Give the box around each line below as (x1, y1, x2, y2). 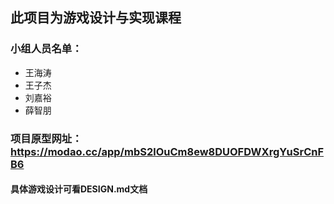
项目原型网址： (10, 131, 83, 145)
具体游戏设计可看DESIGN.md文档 (10, 183, 148, 195)
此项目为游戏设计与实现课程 (10, 9, 182, 27)
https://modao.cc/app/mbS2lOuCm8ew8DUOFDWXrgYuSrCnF (10, 144, 325, 158)
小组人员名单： (10, 42, 83, 56)
